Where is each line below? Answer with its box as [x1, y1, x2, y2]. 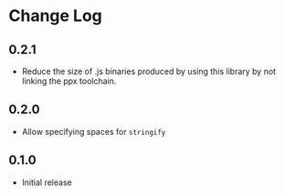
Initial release [21, 177, 72, 188]
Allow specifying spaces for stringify [21, 126, 166, 137]
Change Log [8, 5, 102, 26]
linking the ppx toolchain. [21, 76, 117, 87]
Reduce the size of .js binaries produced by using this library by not [21, 66, 276, 77]
